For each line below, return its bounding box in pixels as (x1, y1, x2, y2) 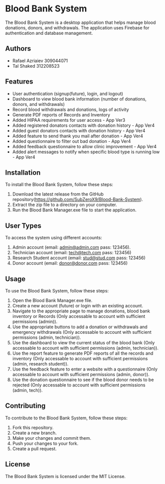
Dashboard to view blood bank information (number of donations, (12, 96, 147, 102)
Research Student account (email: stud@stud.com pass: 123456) (12, 255, 146, 261)
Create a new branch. (12, 430, 57, 436)
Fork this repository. (12, 424, 54, 430)
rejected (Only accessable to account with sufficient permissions (12, 382, 146, 388)
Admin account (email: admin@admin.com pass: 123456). (12, 244, 131, 250)
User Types (5, 221, 42, 230)
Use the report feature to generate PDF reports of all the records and (12, 350, 154, 356)
